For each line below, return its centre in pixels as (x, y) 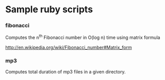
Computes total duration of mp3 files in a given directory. (66, 72)
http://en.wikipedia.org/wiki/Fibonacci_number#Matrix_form (69, 48)
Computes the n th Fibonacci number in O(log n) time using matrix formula (83, 37)
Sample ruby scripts (49, 9)
